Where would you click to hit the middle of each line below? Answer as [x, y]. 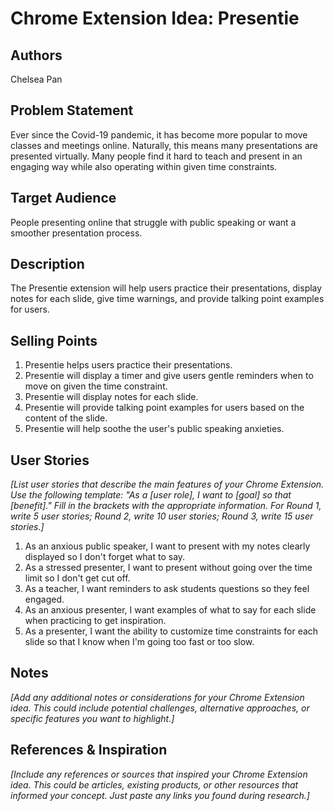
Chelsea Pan [36, 79]
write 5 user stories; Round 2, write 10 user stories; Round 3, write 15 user [162, 516]
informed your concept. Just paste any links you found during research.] [160, 795]
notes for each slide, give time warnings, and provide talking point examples [167, 299]
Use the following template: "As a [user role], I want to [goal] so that [151, 495]
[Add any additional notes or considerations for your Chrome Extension [157, 697]
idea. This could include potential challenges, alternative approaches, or [160, 708]
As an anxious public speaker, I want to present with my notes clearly [167, 546]
